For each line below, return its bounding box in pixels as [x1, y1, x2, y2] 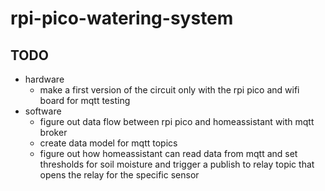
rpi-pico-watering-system [10, 7, 234, 30]
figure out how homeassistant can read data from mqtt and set [39, 148, 298, 159]
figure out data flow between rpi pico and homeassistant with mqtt [39, 116, 315, 127]
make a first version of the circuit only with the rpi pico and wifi [39, 84, 300, 96]
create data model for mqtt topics [39, 137, 178, 149]
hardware [24, 73, 65, 85]
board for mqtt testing [39, 95, 131, 106]
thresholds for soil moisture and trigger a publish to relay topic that [39, 158, 315, 170]
